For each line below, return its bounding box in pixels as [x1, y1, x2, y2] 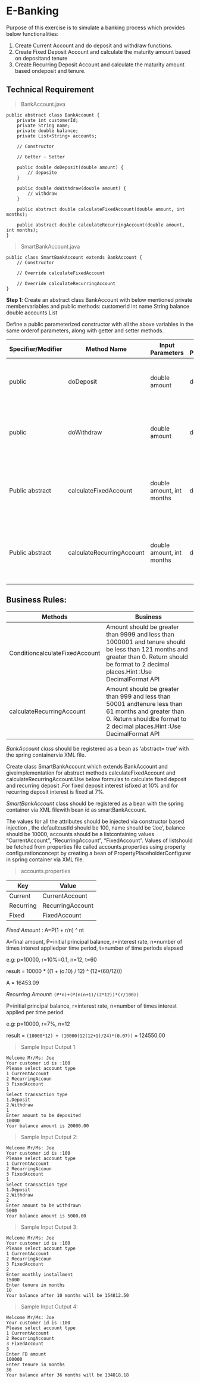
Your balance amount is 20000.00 [6, 1122, 89, 1129]
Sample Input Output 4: [20, 1303, 79, 1310]
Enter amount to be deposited [6, 1112, 82, 1118]
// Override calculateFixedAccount [17, 270, 105, 276]
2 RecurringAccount [6, 1335, 55, 1341]
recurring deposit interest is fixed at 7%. [6, 788, 105, 795]
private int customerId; [17, 117, 79, 123]
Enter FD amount [6, 1351, 46, 1357]
